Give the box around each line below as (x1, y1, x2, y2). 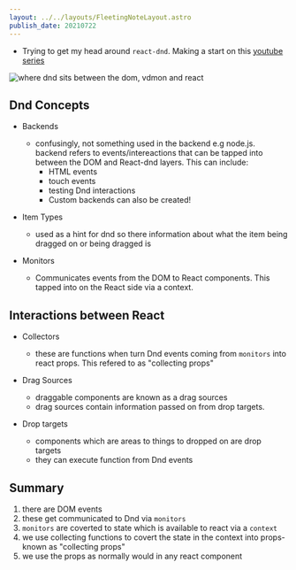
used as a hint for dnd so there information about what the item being (34, 229, 288, 240)
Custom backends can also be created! (48, 195, 192, 205)
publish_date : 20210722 (9, 21, 97, 30)
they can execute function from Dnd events (34, 455, 194, 466)
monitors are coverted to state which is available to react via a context (21, 522, 278, 533)
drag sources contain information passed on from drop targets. (34, 402, 265, 412)
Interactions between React (9, 307, 165, 323)
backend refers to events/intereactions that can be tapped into (34, 148, 263, 158)
